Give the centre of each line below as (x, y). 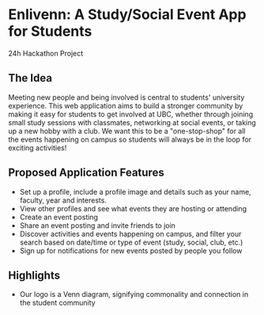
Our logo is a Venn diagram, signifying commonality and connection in (134, 294)
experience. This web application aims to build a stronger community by (126, 105)
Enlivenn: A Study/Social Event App (127, 15)
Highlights (34, 275)
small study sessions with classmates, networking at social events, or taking (132, 122)
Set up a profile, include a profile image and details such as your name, (135, 192)
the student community (58, 303)
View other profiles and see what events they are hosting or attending (133, 208)
